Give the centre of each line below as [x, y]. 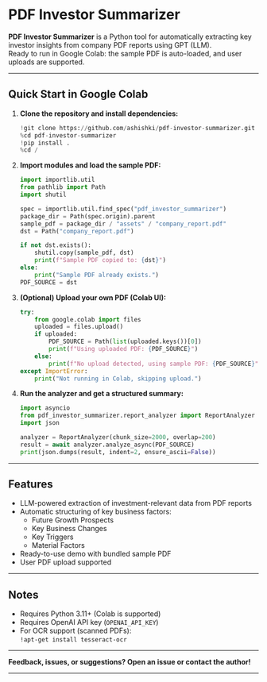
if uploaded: [56, 334]
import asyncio [45, 408]
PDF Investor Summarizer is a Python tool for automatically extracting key [130, 37]
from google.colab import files [88, 319]
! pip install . [45, 143]
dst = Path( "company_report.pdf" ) [77, 231]
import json [39, 423]
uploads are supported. [46, 62]
